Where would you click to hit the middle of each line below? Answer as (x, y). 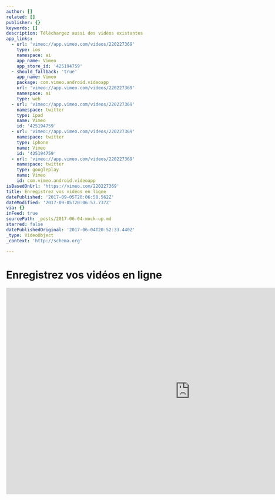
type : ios (29, 50)
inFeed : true (22, 214)
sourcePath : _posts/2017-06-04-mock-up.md (59, 219)
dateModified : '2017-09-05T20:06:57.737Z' (59, 202)
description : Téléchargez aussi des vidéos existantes (75, 33)
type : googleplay (38, 170)
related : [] (21, 17)
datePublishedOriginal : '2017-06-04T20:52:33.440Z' (71, 229)
